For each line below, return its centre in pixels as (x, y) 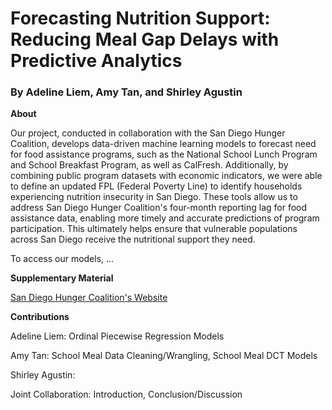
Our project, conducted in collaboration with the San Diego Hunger (148, 133)
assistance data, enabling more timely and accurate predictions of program (165, 218)
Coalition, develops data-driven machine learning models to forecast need (163, 144)
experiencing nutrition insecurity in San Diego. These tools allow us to (154, 197)
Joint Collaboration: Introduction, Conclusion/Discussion (126, 394)
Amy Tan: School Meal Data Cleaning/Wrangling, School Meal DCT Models (164, 356)
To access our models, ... (62, 259)
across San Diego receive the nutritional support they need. (133, 239)
